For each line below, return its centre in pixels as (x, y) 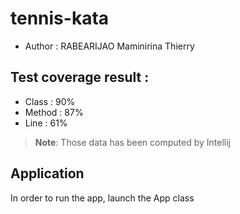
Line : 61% (46, 123)
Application (47, 173)
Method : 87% (54, 112)
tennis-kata (60, 18)
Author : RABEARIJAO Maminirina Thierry (109, 46)
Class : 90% (50, 101)
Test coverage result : (80, 77)
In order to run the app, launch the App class (102, 198)
